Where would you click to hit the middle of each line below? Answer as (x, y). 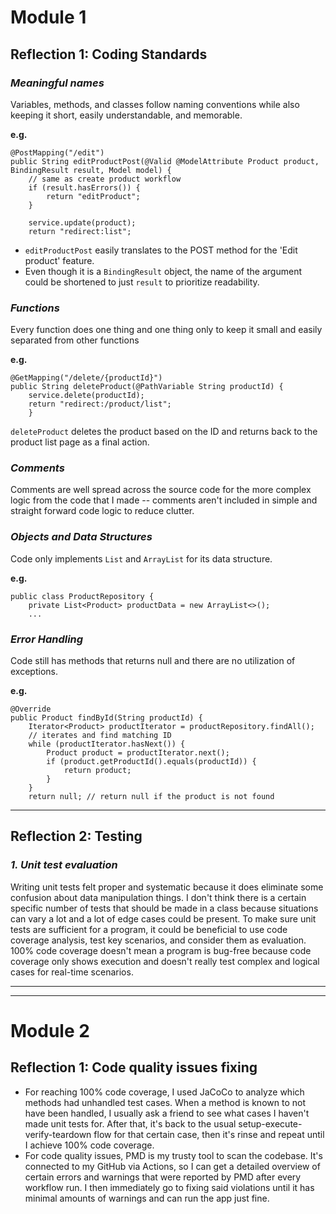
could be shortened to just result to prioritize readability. (142, 282)
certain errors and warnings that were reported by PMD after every (163, 1177)
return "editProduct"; (93, 196)
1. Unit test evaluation (64, 865)
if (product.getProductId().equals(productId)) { (151, 762)
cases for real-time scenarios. (72, 972)
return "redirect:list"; (80, 231)
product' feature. (59, 260)
